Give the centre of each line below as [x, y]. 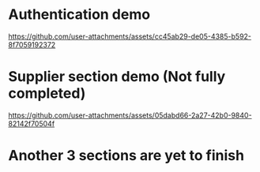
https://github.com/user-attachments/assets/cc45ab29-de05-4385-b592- [130, 36]
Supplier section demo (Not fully [117, 77]
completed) [47, 93]
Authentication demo [79, 15]
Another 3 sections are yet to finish [126, 156]
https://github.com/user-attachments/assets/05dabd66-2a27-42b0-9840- [130, 115]
